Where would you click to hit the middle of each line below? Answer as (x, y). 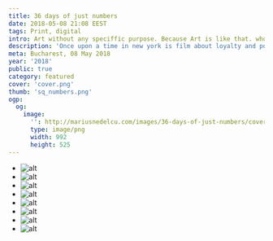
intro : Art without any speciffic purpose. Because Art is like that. (130, 39)
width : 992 (48, 137)
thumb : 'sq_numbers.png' (50, 92)
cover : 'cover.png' (41, 84)
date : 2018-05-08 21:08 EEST (58, 24)
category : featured (41, 77)
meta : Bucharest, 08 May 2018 (60, 54)
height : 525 (50, 145)
